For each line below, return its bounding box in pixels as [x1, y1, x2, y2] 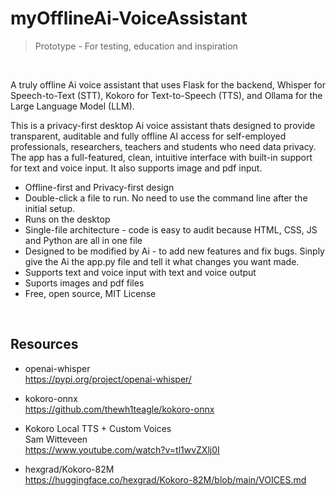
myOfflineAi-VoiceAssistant [10, 7, 248, 30]
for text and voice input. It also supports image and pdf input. [10, 162, 263, 174]
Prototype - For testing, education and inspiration [34, 40, 238, 52]
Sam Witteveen [24, 433, 88, 445]
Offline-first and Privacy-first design [24, 181, 175, 193]
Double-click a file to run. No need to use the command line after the [24, 192, 308, 204]
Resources [10, 336, 79, 353]
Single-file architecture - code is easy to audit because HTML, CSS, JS [24, 223, 318, 236]
